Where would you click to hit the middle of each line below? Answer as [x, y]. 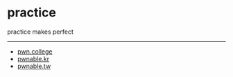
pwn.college [35, 51]
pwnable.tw [34, 66]
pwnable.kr [33, 58]
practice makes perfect [41, 32]
